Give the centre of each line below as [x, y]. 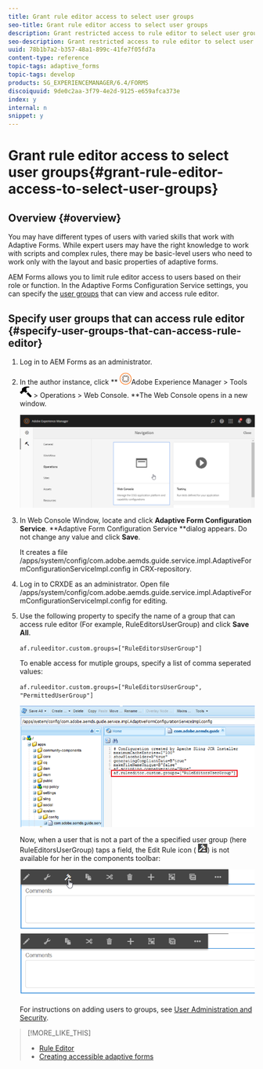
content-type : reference [49, 58]
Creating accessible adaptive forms [96, 1056]
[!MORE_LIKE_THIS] [59, 1033]
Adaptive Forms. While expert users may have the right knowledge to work [128, 245]
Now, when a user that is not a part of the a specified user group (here [133, 839]
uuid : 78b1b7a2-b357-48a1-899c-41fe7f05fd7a [82, 50]
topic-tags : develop [42, 75]
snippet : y [26, 116]
